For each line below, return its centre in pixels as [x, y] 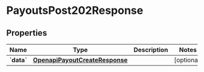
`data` [18, 60]
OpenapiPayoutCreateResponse [80, 60]
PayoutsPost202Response [75, 11]
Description [151, 50]
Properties [27, 33]
